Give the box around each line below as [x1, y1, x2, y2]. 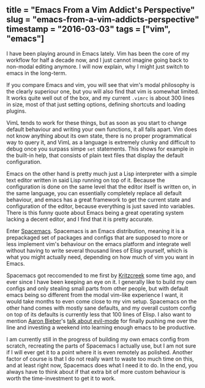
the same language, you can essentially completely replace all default [6, 189, 182, 196]
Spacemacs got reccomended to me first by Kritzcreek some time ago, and [6, 272, 196, 279]
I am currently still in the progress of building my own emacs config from [6, 335, 190, 343]
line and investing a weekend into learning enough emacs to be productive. [6, 324, 196, 331]
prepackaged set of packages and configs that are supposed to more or [6, 234, 188, 241]
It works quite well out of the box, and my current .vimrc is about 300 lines [6, 94, 195, 102]
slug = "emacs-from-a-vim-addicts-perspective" [6, 15, 199, 25]
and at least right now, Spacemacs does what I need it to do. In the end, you [6, 361, 198, 369]
